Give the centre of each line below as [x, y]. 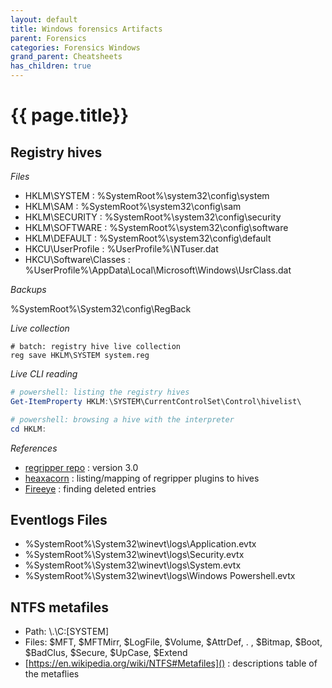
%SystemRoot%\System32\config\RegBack [101, 309]
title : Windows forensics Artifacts [86, 29]
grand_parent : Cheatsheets [66, 57]
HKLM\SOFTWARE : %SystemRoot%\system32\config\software [156, 227]
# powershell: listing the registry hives [100, 392]
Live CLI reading [44, 374]
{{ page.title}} [70, 115]
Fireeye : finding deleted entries [90, 488]
